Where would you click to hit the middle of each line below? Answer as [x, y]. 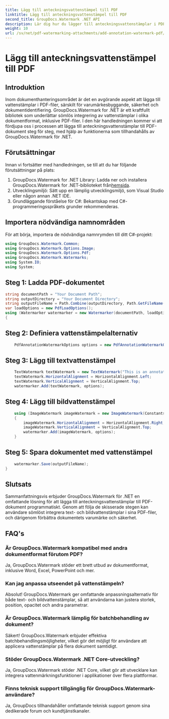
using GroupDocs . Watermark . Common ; [43, 244]
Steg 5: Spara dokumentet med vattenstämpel [79, 452]
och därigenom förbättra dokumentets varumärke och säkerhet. [71, 518]
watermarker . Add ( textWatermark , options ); [59, 386]
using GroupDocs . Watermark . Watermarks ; [47, 258]
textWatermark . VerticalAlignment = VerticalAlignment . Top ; [77, 382]
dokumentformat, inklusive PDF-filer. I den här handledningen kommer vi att [84, 121]
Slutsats [18, 484]
